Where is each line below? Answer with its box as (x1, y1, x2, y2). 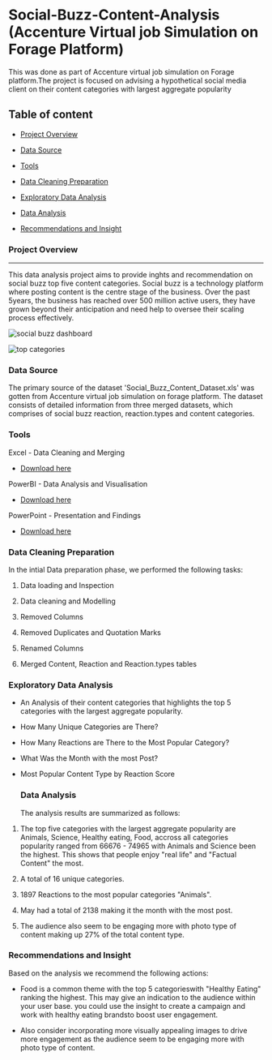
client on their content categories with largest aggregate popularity (8, 84, 232, 94)
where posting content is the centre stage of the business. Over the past (8, 287, 251, 297)
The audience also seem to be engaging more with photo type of (19, 921, 237, 930)
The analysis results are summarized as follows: (19, 808, 181, 818)
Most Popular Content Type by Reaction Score (19, 769, 176, 779)
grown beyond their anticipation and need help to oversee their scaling (8, 304, 244, 314)
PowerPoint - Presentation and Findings (8, 510, 142, 520)
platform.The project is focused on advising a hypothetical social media (8, 75, 247, 85)
